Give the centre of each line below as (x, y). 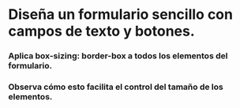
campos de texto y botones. (101, 31)
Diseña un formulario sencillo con (120, 15)
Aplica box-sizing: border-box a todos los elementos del (118, 56)
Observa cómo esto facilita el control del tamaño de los (116, 87)
